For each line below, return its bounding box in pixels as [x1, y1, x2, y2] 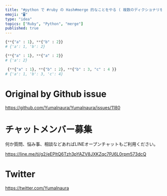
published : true [5, 26, 39, 31]
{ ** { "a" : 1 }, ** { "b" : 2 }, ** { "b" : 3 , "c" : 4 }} [7, 67, 117, 72]
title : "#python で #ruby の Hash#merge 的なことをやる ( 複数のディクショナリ [5, 7, 160, 12]
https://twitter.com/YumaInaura [5, 185, 70, 191]
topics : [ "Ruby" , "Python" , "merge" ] [5, 21, 83, 26]
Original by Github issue [5, 88, 107, 100]
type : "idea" [5, 16, 32, 21]
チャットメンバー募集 [5, 124, 92, 135]
